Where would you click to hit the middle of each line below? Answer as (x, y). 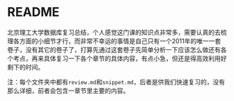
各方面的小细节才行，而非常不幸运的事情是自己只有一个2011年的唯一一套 (117, 41)
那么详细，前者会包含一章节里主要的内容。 (68, 91)
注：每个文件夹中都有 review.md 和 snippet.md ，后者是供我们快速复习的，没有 (116, 81)
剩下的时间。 (25, 67)
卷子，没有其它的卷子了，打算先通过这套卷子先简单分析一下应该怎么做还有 (114, 49)
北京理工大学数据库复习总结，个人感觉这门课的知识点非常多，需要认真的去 (114, 32)
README (33, 12)
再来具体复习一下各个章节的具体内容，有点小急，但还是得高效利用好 (129, 58)
